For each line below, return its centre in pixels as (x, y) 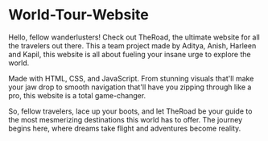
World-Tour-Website (78, 15)
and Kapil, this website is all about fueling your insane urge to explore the (130, 54)
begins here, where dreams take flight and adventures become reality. (125, 128)
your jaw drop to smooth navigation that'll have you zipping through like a (130, 87)
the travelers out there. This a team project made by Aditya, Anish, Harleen (132, 45)
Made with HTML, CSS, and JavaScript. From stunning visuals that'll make (131, 78)
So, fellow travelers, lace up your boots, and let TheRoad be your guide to (130, 111)
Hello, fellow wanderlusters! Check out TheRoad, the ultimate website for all (134, 37)
